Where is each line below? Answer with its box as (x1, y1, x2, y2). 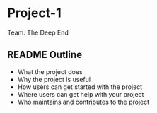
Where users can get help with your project (17, 90, 144, 98)
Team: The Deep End (7, 28, 69, 37)
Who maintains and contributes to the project (17, 97, 150, 106)
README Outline (7, 49, 83, 61)
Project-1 (7, 5, 62, 21)
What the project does (17, 67, 83, 76)
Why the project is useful (17, 75, 91, 83)
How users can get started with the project (17, 83, 143, 91)
